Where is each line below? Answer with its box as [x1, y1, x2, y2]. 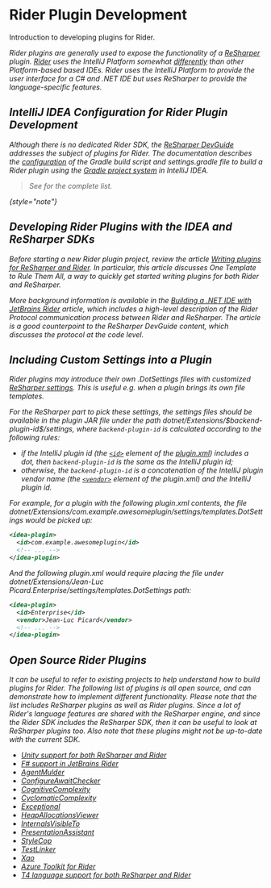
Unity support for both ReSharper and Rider [20, 750, 167, 760]
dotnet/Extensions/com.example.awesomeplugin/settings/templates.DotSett [9, 507, 263, 517]
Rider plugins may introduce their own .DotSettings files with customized [9, 374, 251, 384]
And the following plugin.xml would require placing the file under [9, 568, 224, 577]
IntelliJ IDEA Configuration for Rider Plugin [9, 106, 228, 119]
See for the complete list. [28, 181, 113, 190]
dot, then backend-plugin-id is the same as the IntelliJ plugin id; [20, 457, 234, 467]
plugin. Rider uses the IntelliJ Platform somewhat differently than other [9, 56, 244, 66]
